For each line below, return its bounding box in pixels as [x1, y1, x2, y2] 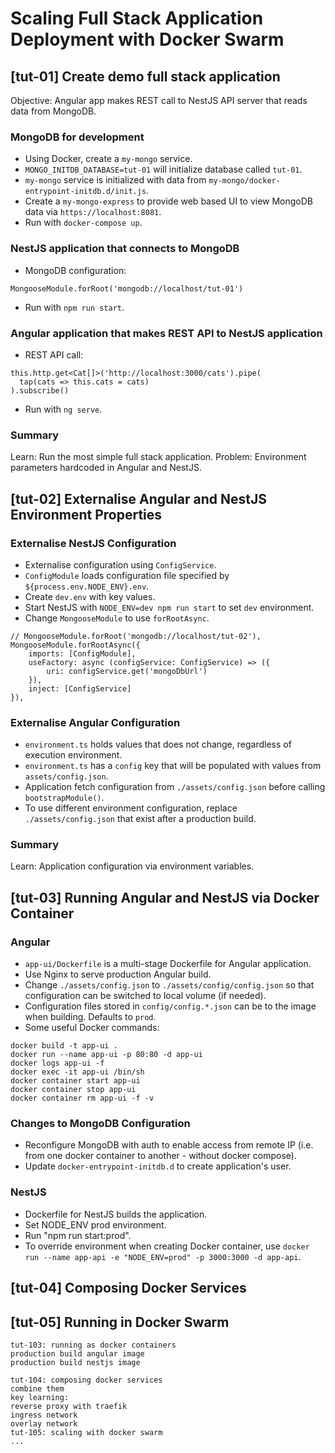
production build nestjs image [10, 1357, 141, 1367]
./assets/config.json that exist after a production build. [24, 813, 257, 825]
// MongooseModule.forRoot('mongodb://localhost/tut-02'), [10, 631, 262, 641]
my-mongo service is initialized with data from [24, 174, 207, 186]
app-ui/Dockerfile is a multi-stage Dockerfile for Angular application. [24, 958, 312, 970]
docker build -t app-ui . [10, 1041, 118, 1051]
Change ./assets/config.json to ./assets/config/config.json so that [24, 979, 315, 991]
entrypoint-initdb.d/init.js [24, 187, 147, 197]
